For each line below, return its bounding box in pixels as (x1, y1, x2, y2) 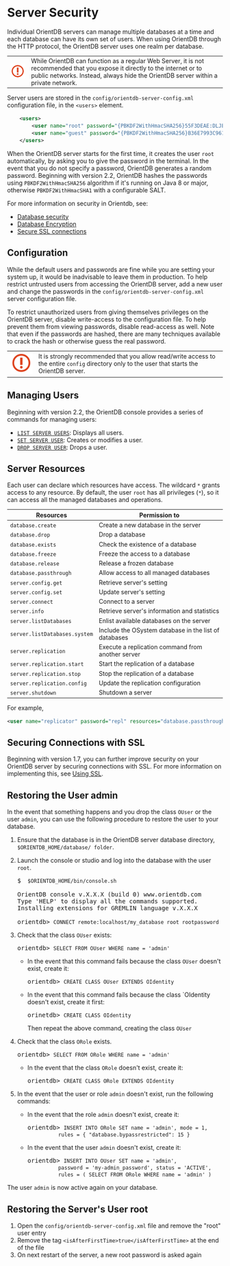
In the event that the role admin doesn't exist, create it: (27, 1111, 179, 1119)
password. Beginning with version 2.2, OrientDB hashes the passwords (7, 171, 207, 179)
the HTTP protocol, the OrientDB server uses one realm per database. (7, 42, 204, 50)
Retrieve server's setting (99, 578, 168, 587)
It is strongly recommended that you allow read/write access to (38, 352, 216, 361)
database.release (10, 561, 60, 567)
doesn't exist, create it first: (27, 998, 105, 1006)
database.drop (10, 532, 51, 539)
